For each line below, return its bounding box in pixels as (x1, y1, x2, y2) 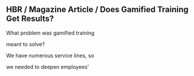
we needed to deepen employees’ (6, 63, 89, 70)
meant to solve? (6, 40, 46, 47)
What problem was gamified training (6, 29, 95, 36)
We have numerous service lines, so (6, 52, 95, 59)
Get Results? (6, 14, 54, 24)
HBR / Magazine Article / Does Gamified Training (6, 5, 189, 15)
